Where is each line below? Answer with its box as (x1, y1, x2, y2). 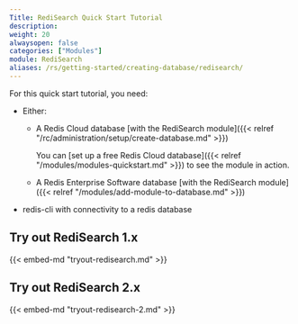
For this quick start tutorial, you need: (9, 87, 149, 99)
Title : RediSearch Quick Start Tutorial (9, 13, 164, 22)
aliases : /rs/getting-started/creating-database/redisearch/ (9, 64, 244, 73)
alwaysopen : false (9, 38, 78, 48)
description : (9, 22, 59, 31)
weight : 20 (9, 30, 50, 39)
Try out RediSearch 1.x (9, 230, 139, 246)
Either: (22, 105, 47, 116)
